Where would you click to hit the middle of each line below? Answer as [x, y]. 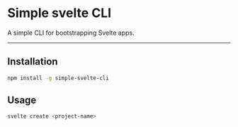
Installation [33, 62]
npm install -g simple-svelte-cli [58, 78]
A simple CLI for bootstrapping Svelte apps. [71, 33]
